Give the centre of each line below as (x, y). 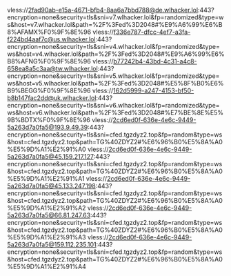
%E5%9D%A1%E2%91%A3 (47, 237)
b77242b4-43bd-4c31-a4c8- (155, 61)
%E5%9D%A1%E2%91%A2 (47, 208)
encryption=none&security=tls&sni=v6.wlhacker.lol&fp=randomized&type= (113, 105)
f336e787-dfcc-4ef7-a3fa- (152, 32)
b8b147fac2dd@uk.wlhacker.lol (52, 98)
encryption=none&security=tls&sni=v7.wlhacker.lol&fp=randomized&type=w (115, 17)
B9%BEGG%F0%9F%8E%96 (49, 90)
